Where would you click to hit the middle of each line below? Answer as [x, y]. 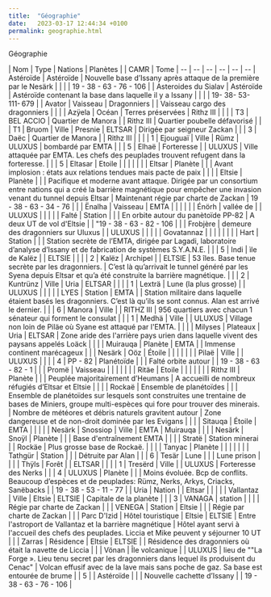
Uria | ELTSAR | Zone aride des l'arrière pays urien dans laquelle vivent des [133, 335]
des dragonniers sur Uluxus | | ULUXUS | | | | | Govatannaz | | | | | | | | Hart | [133, 233]
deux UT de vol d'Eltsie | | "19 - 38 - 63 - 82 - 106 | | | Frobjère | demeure [130, 224]
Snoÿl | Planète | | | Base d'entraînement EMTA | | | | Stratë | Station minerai [133, 439]
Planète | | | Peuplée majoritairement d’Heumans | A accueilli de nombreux [132, 378]
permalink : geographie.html [56, 31]
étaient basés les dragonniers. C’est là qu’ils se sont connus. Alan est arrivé [134, 301]
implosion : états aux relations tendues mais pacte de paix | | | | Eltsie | [125, 172]
